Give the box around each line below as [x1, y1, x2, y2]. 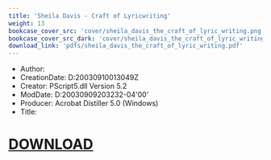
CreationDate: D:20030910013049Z [19, 73, 139, 82]
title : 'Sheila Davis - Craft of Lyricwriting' [8, 11, 172, 20]
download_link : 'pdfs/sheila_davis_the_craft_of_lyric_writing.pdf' [8, 42, 244, 50]
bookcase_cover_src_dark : [8, 34, 95, 43]
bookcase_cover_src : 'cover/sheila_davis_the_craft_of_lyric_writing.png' [8, 27, 265, 35]
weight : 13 [8, 19, 45, 27]
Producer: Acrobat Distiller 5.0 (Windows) [19, 99, 159, 108]
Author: [19, 64, 46, 74]
